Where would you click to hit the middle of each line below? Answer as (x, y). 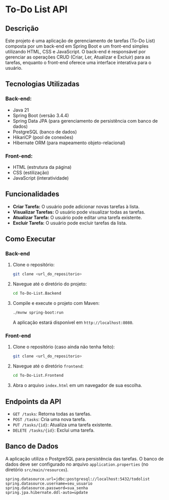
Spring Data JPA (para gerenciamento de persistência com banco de (85, 121)
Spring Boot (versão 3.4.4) (41, 115)
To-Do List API (36, 9)
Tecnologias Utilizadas (43, 84)
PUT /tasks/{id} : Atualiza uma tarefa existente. (62, 425)
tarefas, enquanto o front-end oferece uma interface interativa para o (78, 62)
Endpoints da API (33, 401)
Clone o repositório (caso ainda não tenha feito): (64, 347)
